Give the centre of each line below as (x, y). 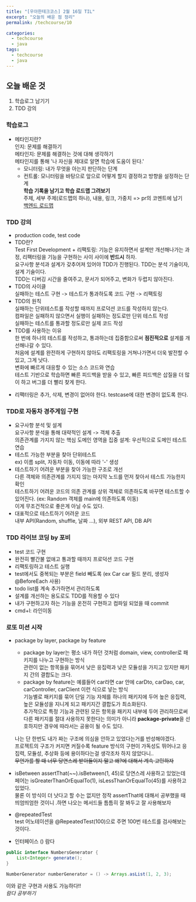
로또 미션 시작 (24, 627)
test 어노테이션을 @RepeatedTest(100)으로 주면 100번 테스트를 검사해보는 (100, 821)
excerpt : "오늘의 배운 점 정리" (40, 17)
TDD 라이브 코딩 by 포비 (38, 538)
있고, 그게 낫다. (32, 360)
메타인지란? (28, 139)
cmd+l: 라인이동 (33, 611)
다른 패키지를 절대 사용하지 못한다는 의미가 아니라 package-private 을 (104, 718)
